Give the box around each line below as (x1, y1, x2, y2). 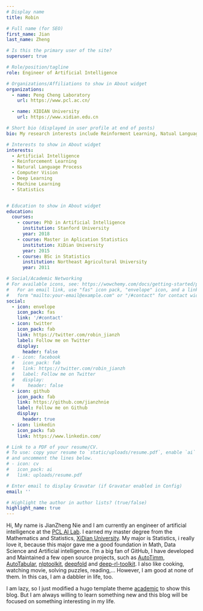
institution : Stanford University (22, 225, 110, 232)
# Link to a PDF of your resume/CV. (6, 444, 98, 450)
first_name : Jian (6, 31, 50, 37)
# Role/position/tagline (6, 64, 69, 70)
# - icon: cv (6, 461, 39, 467)
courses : (11, 214, 34, 220)
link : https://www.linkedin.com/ (17, 433, 101, 439)
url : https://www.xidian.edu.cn (17, 114, 98, 120)
